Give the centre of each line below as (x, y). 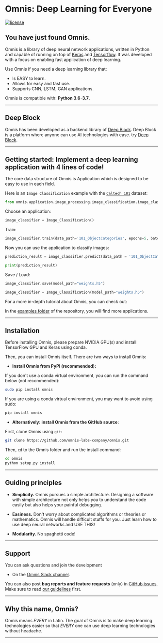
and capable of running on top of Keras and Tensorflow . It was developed (78, 54)
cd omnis (14, 458)
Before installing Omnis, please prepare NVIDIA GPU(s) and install (71, 342)
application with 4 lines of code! (55, 167)
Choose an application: (28, 211)
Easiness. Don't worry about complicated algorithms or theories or (79, 514)
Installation (22, 330)
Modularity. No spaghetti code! (44, 533)
